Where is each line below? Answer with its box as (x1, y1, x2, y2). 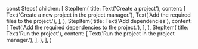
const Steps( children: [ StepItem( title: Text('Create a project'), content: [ (6, 5, 186, 12)
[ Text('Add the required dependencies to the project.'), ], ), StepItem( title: (6, 24, 189, 31)
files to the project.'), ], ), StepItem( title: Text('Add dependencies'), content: (6, 18, 193, 24)
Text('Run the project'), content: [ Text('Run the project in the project (6, 30, 175, 37)
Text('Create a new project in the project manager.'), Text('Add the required (6, 11, 191, 18)
